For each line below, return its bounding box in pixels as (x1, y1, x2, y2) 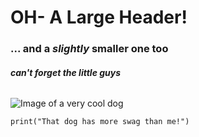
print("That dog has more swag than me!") (10, 117, 190, 127)
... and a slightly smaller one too (10, 42, 169, 56)
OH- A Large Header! (10, 6, 188, 29)
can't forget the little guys (10, 66, 122, 78)
